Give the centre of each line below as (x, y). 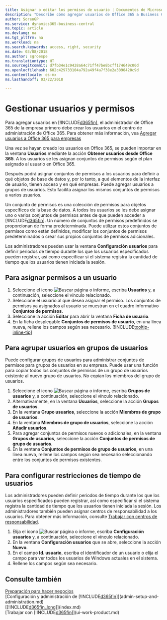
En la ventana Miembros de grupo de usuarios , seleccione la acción (83, 423)
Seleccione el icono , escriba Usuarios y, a (84, 290)
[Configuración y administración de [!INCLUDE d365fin (61, 596)
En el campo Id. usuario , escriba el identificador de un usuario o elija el (85, 553)
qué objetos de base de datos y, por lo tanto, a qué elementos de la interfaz (83, 179)
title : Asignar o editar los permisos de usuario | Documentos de (75, 10)
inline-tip (21, 332)
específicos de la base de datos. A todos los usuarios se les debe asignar (80, 210)
